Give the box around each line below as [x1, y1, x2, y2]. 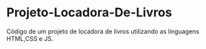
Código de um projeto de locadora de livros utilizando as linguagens [6, 27, 200, 35]
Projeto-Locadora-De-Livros [6, 5, 172, 20]
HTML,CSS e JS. [6, 34, 54, 42]
